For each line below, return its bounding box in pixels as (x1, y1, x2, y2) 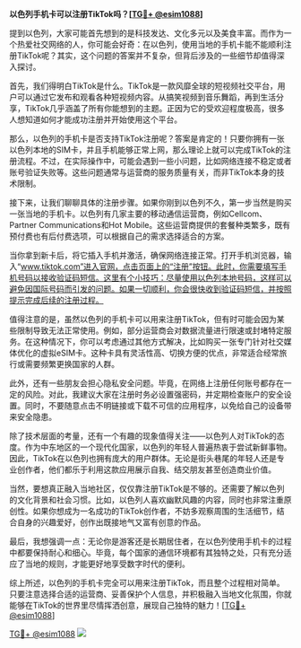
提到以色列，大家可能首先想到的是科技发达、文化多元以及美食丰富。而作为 (9, 28, 284, 39)
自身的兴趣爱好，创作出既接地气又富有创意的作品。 (16, 517, 206, 528)
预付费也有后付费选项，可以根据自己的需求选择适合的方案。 (9, 231, 229, 241)
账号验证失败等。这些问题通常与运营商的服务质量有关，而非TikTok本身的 (9, 167, 278, 178)
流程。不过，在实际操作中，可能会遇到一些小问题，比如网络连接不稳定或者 (16, 156, 292, 166)
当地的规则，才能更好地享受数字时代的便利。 (24, 558, 190, 569)
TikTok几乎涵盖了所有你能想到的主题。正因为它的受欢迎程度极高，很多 (24, 103, 285, 113)
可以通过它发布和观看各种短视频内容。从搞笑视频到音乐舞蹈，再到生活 (16, 92, 276, 102)
